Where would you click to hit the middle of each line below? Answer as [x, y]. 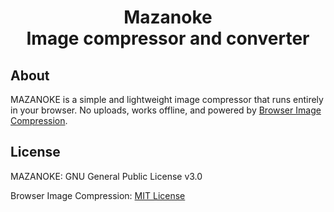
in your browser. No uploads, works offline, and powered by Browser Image [166, 110]
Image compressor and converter [168, 38]
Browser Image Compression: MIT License [98, 195]
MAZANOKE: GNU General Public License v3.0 [106, 176]
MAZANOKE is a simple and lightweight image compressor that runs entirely [167, 99]
